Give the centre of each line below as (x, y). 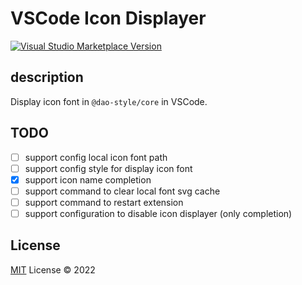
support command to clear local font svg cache (122, 191)
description (47, 77)
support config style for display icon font (108, 168)
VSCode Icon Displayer (108, 18)
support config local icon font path (96, 157)
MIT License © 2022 (53, 269)
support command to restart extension (104, 202)
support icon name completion (88, 179)
